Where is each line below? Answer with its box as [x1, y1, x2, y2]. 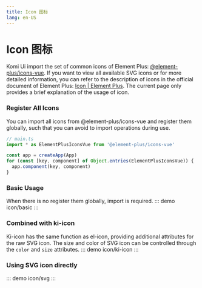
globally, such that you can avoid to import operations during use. [6, 124, 171, 131]
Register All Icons [6, 104, 59, 112]
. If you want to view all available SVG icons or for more [43, 69, 182, 76]
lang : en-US [6, 15, 36, 21]
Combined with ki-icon [6, 219, 75, 227]
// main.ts [6, 136, 34, 142]
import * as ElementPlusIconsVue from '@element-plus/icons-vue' [6, 141, 175, 147]
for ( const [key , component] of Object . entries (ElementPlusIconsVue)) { [6, 158, 194, 164]
